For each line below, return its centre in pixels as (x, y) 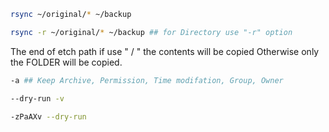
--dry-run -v (37, 98)
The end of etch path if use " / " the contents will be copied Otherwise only (165, 51)
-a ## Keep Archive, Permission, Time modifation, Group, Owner (147, 80)
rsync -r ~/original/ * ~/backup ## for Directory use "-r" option (151, 32)
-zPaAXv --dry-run (48, 116)
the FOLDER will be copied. (66, 62)
